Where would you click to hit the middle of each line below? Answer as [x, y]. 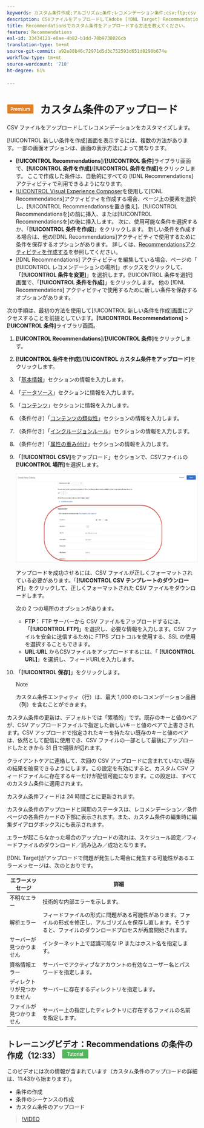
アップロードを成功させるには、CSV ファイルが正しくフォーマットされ [104, 573]
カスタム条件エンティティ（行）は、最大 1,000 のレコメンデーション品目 [106, 697]
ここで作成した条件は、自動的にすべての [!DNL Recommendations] [110, 176]
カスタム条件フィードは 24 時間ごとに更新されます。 [72, 796]
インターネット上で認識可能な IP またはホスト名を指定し [113, 943]
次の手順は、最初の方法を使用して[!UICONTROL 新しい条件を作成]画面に [97, 310]
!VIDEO [31, 1119]
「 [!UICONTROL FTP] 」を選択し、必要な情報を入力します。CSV [105, 629]
